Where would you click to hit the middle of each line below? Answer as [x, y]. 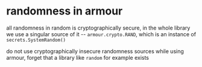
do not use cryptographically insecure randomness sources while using [95, 51]
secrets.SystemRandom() [36, 40]
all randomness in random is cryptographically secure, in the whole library [98, 28]
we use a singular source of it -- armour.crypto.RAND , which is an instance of [101, 34]
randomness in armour [65, 11]
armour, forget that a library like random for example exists [78, 57]
